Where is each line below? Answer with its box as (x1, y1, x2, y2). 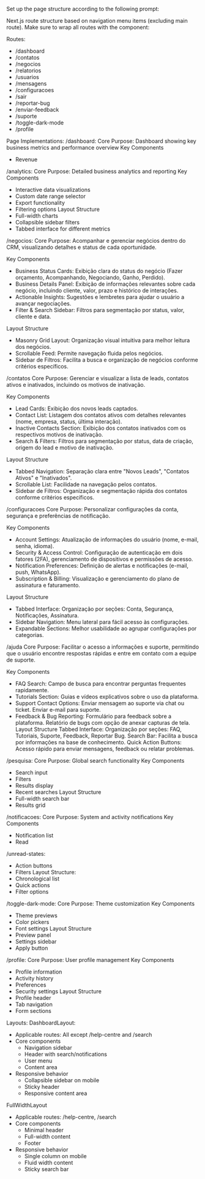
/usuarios (15, 74, 40, 80)
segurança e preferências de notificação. (6, 512, 110, 519)
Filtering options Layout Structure (15, 205, 100, 213)
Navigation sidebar (24, 1044, 72, 1051)
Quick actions (15, 882, 50, 888)
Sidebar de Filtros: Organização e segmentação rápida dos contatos (15, 487, 188, 494)
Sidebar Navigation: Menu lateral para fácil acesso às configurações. (15, 619, 190, 625)
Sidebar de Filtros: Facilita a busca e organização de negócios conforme (15, 356, 198, 364)
